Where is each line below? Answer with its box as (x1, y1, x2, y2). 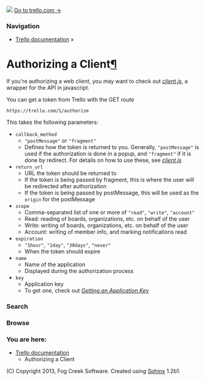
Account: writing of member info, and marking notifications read (24, 228, 187, 236)
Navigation (6, 21, 40, 30)
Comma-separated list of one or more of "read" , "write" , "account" (24, 209, 195, 216)
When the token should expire (24, 248, 101, 255)
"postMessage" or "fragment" (24, 137, 96, 144)
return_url (15, 164, 44, 171)
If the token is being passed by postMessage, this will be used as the (24, 189, 199, 196)
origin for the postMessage (24, 196, 95, 203)
